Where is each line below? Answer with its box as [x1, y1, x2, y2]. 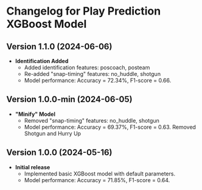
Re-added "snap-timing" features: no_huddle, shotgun [24, 70, 161, 77]
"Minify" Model [15, 110, 56, 118]
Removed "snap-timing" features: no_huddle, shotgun [24, 117, 159, 124]
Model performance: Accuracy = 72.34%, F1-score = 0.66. [24, 77, 172, 84]
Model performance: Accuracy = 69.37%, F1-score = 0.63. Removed [24, 123, 197, 131]
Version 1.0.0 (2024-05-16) [6, 148, 113, 158]
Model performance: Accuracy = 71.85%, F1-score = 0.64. [24, 176, 170, 183]
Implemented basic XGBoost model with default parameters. [24, 170, 175, 177]
